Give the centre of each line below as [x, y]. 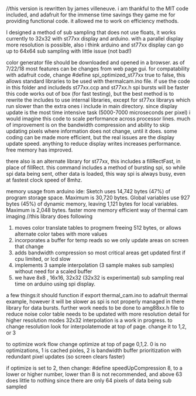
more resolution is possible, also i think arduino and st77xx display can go [95, 45]
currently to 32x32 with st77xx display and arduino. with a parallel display [95, 38]
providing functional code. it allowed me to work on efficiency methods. [92, 21]
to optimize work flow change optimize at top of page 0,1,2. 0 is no [86, 344]
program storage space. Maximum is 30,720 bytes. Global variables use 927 [98, 197]
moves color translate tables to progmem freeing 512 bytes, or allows [98, 228]
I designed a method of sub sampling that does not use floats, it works [91, 32]
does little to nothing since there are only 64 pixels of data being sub [89, 380]
